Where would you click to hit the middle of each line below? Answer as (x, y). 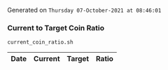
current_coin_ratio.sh (40, 42)
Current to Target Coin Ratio (56, 28)
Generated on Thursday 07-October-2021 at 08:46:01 (84, 10)
